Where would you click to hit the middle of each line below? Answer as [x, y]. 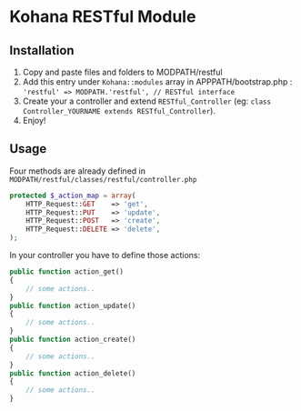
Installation [42, 50]
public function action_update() [73, 306]
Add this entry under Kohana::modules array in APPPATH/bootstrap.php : [157, 82]
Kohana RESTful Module [103, 17]
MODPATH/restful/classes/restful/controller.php [103, 179]
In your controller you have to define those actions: [105, 256]
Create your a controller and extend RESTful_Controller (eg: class [146, 101]
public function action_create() [73, 340]
